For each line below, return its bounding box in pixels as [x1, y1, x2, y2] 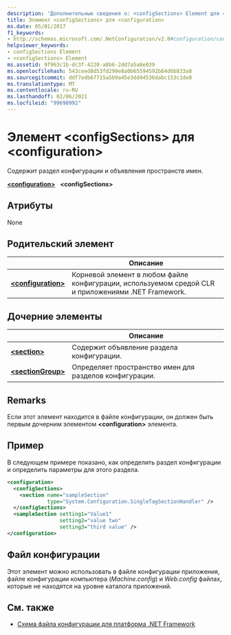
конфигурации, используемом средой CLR [71, 279, 215, 288]
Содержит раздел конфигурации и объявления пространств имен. [7, 166, 203, 175]
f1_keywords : [7, 29, 45, 36]
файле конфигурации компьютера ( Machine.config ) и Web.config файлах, [7, 574, 222, 583]
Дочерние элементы [7, 310, 102, 322]
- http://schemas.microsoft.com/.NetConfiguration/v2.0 [7, 36, 170, 43]
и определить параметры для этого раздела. [7, 465, 140, 473]
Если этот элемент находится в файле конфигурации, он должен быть [7, 413, 214, 421]
